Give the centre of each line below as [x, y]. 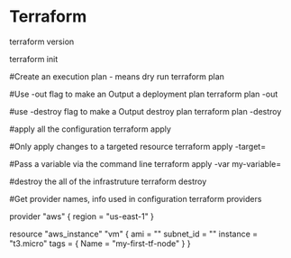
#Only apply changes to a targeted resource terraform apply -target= [138, 146]
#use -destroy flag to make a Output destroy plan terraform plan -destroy [145, 111]
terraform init [34, 59]
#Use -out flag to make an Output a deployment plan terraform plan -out [144, 94]
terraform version [42, 41]
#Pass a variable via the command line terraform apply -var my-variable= [145, 163]
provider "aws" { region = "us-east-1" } [82, 216]
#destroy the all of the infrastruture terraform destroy [108, 181]
